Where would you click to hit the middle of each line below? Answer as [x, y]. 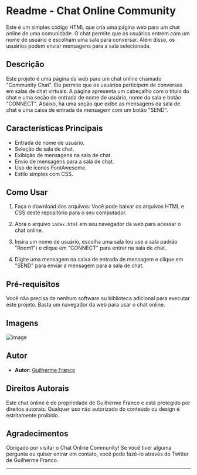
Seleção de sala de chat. [44, 149]
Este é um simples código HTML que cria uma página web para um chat [93, 27]
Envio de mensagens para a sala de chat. [64, 161]
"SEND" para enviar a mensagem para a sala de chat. [79, 265]
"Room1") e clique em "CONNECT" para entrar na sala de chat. [90, 248]
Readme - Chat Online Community [91, 11]
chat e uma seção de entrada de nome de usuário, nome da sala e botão [94, 97]
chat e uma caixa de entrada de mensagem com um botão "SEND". [87, 109]
